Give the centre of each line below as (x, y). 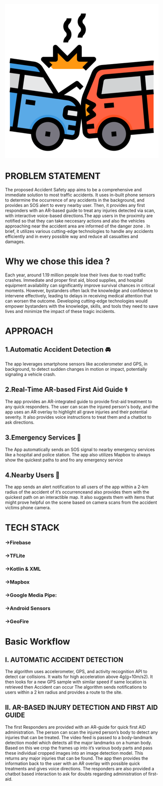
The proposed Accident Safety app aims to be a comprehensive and (73, 189)
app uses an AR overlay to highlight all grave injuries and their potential (76, 412)
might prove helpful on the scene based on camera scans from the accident (81, 502)
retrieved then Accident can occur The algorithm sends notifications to (76, 687)
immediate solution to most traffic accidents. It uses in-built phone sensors (80, 195)
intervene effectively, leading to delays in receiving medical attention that (78, 295)
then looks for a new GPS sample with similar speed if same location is (76, 682)
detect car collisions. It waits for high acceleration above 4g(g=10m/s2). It (79, 676)
